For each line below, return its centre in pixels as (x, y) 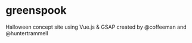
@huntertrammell (27, 33)
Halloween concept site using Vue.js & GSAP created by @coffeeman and (96, 27)
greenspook (36, 10)
